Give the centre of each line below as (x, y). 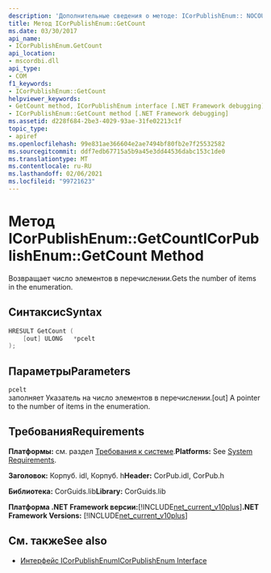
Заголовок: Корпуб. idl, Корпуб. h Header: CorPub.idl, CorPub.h (116, 475)
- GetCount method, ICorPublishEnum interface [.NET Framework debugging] (137, 106)
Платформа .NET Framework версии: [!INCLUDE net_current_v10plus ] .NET (134, 507)
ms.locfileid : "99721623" (52, 182)
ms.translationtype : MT (48, 159)
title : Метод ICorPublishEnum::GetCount (77, 23)
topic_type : (28, 129)
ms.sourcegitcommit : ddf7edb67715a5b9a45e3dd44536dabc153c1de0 (117, 151)
